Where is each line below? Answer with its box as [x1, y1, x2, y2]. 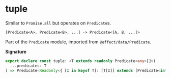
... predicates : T [10, 63, 47, 68]
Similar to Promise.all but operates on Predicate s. [5, 20, 111, 26]
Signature [5, 48, 27, 55]
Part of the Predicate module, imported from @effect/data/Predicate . [5, 39, 152, 45]
